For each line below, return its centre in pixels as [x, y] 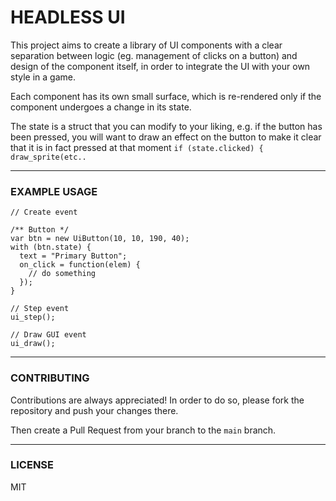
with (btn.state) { [51, 247]
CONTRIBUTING [50, 378]
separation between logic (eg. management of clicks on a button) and [154, 55]
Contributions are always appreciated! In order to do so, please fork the [157, 400]
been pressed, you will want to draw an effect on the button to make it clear [166, 137]
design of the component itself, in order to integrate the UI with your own [160, 66]
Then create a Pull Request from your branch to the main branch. [143, 430]
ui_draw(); [33, 344]
